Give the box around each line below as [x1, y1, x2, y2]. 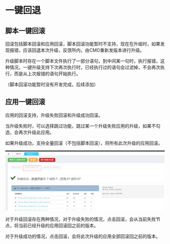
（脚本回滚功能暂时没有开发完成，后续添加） [5, 82, 99, 87]
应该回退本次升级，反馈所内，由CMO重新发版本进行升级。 [22, 47, 145, 53]
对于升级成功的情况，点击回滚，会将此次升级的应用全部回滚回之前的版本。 [5, 233, 160, 239]
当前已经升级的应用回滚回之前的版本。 [18, 223, 99, 229]
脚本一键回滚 [5, 26, 46, 35]
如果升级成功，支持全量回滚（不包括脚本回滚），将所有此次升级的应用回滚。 [5, 140, 163, 146]
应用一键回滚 [5, 97, 46, 107]
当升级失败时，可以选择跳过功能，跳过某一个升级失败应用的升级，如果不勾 [5, 123, 160, 129]
